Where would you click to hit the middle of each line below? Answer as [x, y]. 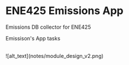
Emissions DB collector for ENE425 [48, 27]
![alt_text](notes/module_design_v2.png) [55, 56]
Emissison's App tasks [33, 38]
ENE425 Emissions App [64, 11]
